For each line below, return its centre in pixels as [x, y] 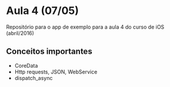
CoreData [26, 65]
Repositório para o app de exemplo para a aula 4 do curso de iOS [85, 27]
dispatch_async [34, 78]
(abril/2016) [20, 33]
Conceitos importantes [49, 52]
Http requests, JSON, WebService [56, 72]
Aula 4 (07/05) [43, 11]
